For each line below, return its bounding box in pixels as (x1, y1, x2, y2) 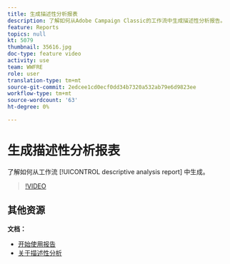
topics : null (7, 30, 46, 38)
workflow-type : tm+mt (7, 90, 72, 97)
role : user (7, 70, 40, 77)
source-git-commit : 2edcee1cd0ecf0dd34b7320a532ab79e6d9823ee (7, 83, 196, 91)
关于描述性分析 (17, 248, 62, 257)
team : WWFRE (7, 64, 43, 71)
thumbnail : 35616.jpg (7, 44, 72, 51)
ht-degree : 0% (7, 103, 50, 111)
